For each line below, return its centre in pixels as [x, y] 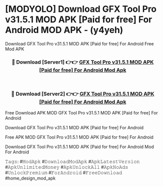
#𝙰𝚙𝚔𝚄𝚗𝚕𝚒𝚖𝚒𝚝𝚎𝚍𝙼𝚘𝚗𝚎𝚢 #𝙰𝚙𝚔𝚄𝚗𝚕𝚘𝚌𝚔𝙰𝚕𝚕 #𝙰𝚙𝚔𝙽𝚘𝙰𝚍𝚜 [67, 167]
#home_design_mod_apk [30, 178]
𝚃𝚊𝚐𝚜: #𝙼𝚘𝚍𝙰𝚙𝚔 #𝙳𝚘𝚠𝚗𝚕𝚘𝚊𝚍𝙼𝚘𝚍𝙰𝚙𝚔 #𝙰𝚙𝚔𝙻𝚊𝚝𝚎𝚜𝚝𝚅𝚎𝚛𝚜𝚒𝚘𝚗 [73, 161]
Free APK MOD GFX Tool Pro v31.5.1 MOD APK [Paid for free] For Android [79, 137]
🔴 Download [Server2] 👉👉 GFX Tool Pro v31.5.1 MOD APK [83, 94]
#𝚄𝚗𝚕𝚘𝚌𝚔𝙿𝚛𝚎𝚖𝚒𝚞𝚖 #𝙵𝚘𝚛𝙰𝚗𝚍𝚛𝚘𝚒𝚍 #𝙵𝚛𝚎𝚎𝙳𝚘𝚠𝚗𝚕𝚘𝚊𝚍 [64, 172]
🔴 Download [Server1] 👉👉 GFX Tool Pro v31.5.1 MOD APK [83, 62]
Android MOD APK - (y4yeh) [64, 30]
